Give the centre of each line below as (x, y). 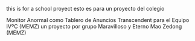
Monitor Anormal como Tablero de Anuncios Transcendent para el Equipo (98, 20)
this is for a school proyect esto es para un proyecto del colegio (85, 9)
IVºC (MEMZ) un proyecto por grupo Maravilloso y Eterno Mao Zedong (94, 26)
